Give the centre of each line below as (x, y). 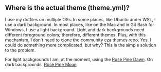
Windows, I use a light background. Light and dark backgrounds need (75, 30)
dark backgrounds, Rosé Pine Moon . (42, 64)
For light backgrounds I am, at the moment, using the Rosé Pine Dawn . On (79, 59)
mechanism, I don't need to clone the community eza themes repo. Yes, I (78, 40)
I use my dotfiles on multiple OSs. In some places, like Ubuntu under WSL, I (80, 19)
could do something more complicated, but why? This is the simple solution (81, 45)
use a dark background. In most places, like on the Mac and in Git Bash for (80, 24)
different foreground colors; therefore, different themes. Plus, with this (75, 35)
